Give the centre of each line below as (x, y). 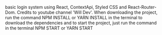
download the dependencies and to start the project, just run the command (81, 23)
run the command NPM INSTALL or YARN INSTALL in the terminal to (74, 17)
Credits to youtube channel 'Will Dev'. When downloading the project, (87, 12)
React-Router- (142, 7)
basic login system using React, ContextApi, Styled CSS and (66, 7)
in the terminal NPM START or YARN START (49, 28)
